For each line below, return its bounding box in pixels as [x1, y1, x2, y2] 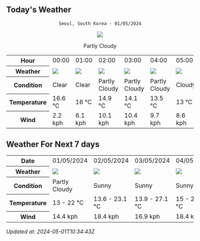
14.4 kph [52, 212, 79, 220]
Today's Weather [6, 5, 71, 15]
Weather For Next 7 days [6, 139, 100, 149]
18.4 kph [93, 212, 119, 220]
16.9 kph [135, 212, 161, 220]
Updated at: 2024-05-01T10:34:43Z [6, 228, 95, 235]
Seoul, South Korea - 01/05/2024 [58, 20, 142, 26]
